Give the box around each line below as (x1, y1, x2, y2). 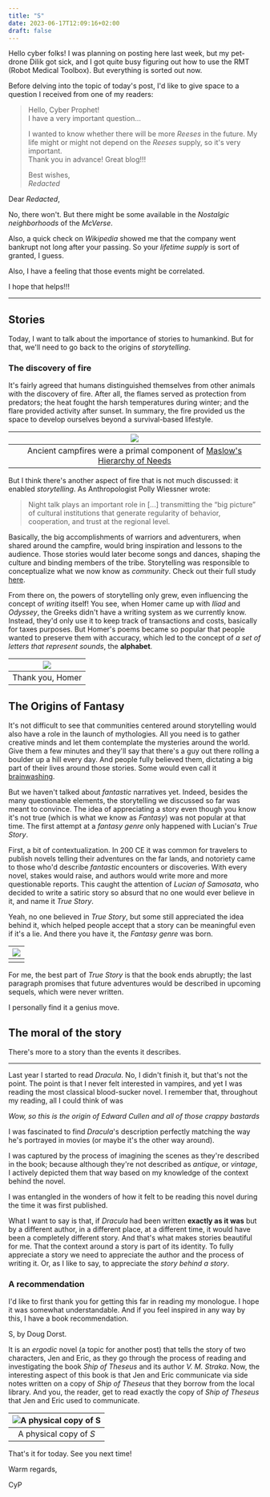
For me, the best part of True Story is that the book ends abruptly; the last (8, 970, 252, 980)
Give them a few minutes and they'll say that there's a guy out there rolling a (8, 746, 260, 756)
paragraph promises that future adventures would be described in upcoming (8, 978, 261, 988)
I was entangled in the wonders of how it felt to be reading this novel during (8, 1192, 258, 1202)
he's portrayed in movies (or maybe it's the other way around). (8, 1136, 215, 1145)
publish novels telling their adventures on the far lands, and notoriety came (8, 854, 256, 864)
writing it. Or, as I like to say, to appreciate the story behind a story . (8, 1259, 230, 1269)
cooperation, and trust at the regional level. (27, 517, 171, 527)
